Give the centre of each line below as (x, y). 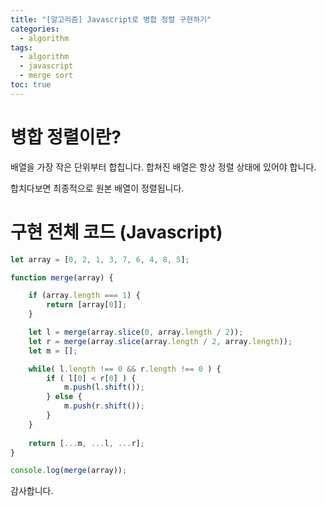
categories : (35, 29)
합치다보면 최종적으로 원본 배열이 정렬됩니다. (97, 188)
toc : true (31, 85)
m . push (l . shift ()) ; (104, 387)
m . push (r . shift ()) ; (104, 406)
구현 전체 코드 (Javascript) (116, 232)
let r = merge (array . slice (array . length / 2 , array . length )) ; (160, 341)
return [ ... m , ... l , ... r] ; (86, 443)
